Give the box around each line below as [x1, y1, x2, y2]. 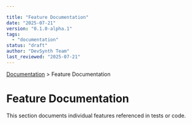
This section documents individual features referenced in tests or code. [6, 112, 186, 119]
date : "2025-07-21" [6, 19, 56, 26]
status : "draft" [6, 43, 48, 49]
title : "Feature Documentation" [6, 14, 89, 20]
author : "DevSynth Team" [6, 48, 70, 55]
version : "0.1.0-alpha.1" [6, 26, 72, 32]
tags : [6, 31, 20, 37]
